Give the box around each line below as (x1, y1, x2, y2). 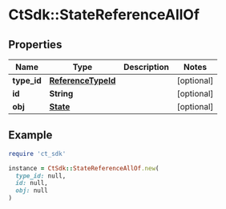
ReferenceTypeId (49, 75, 116, 86)
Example (8, 129, 53, 142)
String (49, 88, 74, 99)
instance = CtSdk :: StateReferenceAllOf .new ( (8, 164, 159, 172)
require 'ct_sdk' (8, 150, 67, 158)
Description (123, 62, 170, 72)
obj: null (15, 186, 48, 195)
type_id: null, (15, 171, 67, 180)
